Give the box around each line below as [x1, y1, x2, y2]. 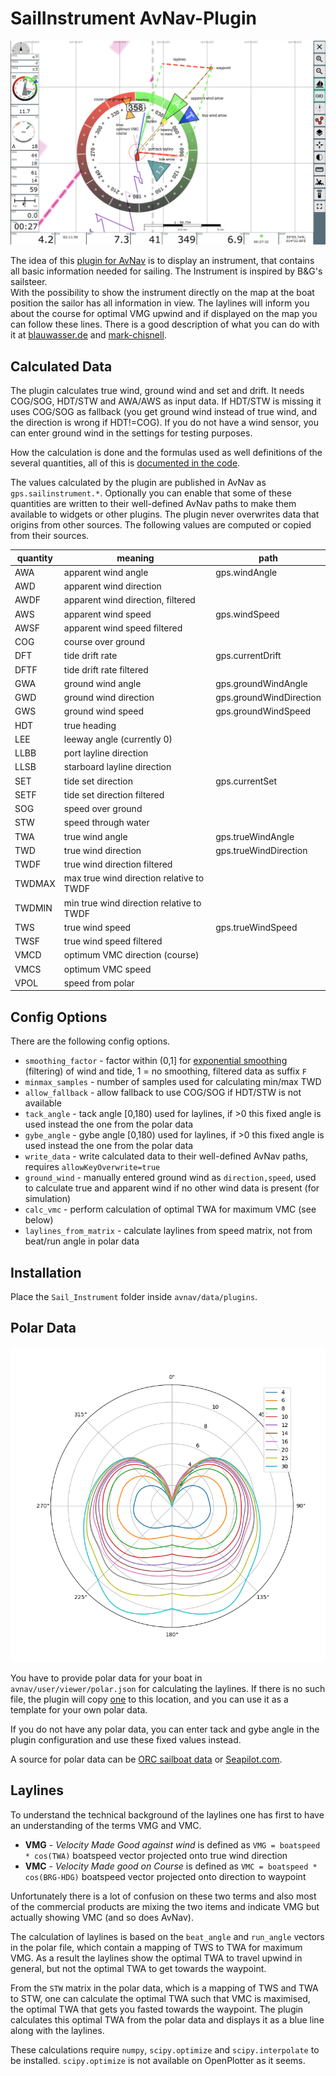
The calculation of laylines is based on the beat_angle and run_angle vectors [10, 1930, 325, 1942]
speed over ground [63, 803, 143, 815]
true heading [63, 719, 117, 731]
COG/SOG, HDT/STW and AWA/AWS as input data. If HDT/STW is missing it [10, 395, 322, 407]
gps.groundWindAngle [215, 677, 308, 689]
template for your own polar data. [10, 1703, 148, 1716]
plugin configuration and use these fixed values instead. [10, 1733, 242, 1746]
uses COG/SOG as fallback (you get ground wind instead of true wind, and [10, 406, 318, 418]
